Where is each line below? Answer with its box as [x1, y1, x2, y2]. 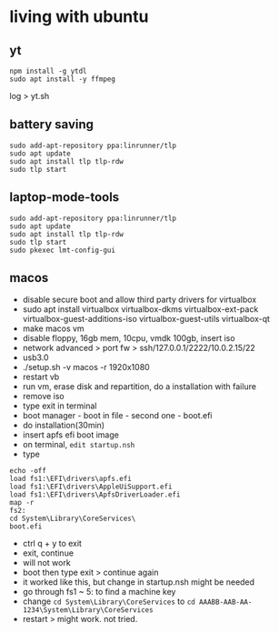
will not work [22, 558, 71, 568]
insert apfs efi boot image [22, 429, 120, 440]
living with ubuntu [9, 6, 149, 27]
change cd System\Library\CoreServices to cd [22, 596, 195, 607]
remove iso [22, 391, 65, 402]
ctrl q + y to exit [22, 538, 82, 549]
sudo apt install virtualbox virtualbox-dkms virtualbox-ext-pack [22, 304, 259, 315]
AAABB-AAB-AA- [198, 598, 253, 607]
